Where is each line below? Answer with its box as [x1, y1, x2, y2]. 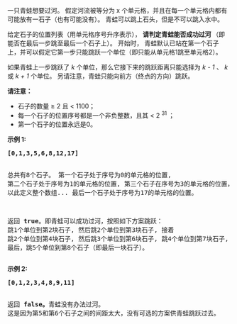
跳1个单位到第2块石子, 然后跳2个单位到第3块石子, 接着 [7, 225, 175, 234]
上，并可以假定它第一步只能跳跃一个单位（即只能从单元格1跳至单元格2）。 [7, 48, 222, 56]
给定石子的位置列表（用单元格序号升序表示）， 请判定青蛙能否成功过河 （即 [7, 30, 226, 38]
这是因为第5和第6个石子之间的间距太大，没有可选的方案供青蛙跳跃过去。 [7, 309, 220, 317]
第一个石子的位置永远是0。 [17, 120, 97, 128]
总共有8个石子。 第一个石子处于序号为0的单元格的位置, [7, 171, 172, 179]
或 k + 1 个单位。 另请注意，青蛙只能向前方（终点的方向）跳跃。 [7, 72, 194, 80]
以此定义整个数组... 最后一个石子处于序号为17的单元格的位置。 [7, 189, 198, 196]
